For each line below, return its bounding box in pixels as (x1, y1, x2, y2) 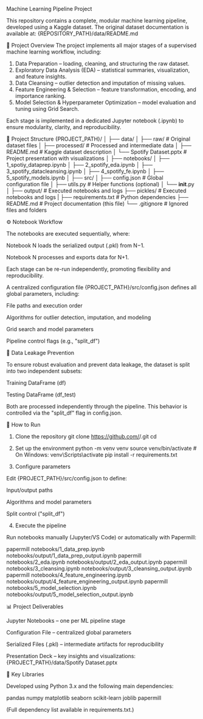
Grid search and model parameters (6, 326, 94, 332)
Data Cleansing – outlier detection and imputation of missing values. (15, 79, 186, 86)
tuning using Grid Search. (15, 105, 80, 112)
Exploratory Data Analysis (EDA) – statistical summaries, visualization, (15, 66, 190, 74)
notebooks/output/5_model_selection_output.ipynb (6, 591, 134, 598)
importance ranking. (15, 93, 66, 99)
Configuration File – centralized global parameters (6, 629, 132, 636)
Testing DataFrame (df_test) (6, 391, 76, 398)
